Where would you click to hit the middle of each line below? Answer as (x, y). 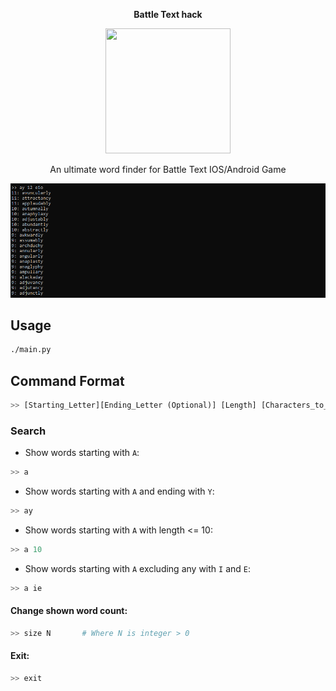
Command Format (67, 380)
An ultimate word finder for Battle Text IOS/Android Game (168, 169)
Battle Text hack (168, 14)
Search (28, 431)
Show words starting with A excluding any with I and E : (138, 568)
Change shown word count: (69, 611)
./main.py (31, 350)
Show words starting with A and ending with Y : (119, 491)
